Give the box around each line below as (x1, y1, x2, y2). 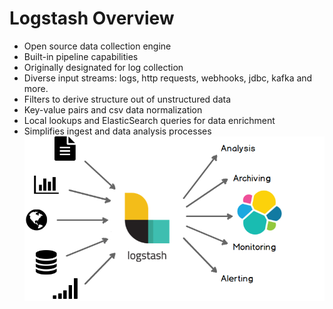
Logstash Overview (9, 7, 175, 30)
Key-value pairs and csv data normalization (23, 103, 203, 116)
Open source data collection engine (23, 40, 172, 52)
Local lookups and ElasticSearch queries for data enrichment (23, 114, 276, 126)
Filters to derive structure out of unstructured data (23, 93, 232, 105)
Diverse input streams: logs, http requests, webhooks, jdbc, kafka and (23, 72, 313, 84)
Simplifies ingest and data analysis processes (23, 125, 212, 137)
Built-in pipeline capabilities (23, 50, 139, 62)
